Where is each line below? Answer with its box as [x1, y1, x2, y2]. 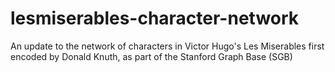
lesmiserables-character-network [10, 7, 300, 30]
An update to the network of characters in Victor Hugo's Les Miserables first [10, 40, 325, 52]
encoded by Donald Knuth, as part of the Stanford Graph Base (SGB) [10, 50, 293, 62]
